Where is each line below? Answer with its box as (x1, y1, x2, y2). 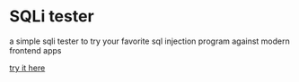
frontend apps (9, 45, 62, 55)
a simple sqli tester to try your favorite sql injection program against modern (9, 36, 290, 46)
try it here (9, 62, 46, 73)
